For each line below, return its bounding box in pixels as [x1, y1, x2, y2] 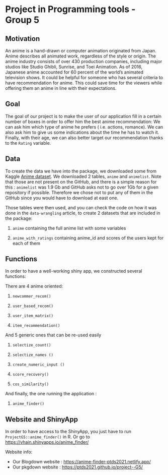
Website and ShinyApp [5, 415, 78, 424]
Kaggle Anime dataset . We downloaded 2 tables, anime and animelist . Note [5, 173, 162, 180]
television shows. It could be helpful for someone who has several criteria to [5, 75, 163, 80]
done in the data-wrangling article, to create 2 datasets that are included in [5, 210, 160, 216]
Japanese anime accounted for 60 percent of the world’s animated [5, 69, 143, 75]
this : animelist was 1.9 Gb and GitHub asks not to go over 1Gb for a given [5, 184, 159, 190]
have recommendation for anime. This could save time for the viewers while [5, 80, 162, 86]
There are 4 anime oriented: [5, 283, 63, 289]
